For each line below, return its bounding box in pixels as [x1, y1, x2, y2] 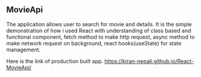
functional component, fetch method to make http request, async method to [6, 33, 195, 41]
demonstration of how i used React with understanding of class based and [6, 27, 191, 34]
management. [6, 46, 41, 53]
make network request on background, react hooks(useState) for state [6, 39, 182, 47]
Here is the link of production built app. [6, 57, 104, 64]
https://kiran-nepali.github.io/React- [104, 57, 194, 64]
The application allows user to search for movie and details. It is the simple [6, 20, 192, 27]
